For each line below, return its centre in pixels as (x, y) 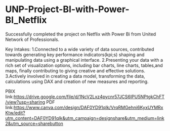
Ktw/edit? (15, 113)
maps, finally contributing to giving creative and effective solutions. (75, 71)
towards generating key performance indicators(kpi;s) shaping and (75, 55)
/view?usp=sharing (25, 102)
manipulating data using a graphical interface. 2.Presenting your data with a (84, 60)
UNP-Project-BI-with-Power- (68, 9)
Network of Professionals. (32, 39)
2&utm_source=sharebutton (34, 123)
